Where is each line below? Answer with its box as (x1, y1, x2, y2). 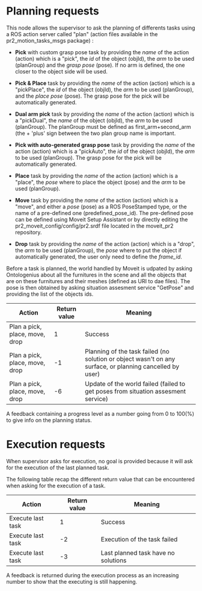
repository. (14, 228, 42, 236)
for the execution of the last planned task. (6, 464, 109, 471)
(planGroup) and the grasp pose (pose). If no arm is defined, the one (14, 61, 185, 69)
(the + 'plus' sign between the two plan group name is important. (14, 130, 176, 137)
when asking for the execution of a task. (6, 482, 106, 489)
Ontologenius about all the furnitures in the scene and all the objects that (6, 271, 187, 278)
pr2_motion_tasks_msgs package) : (6, 37, 94, 44)
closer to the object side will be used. (14, 67, 108, 75)
